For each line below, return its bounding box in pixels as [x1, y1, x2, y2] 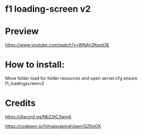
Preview [5, 26, 39, 37]
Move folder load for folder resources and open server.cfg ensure [5, 75, 138, 81]
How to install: [5, 59, 65, 70]
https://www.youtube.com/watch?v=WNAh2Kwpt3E [5, 42, 110, 48]
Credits [5, 98, 36, 109]
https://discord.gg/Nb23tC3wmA [5, 114, 72, 119]
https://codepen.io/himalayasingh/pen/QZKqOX [5, 123, 101, 129]
